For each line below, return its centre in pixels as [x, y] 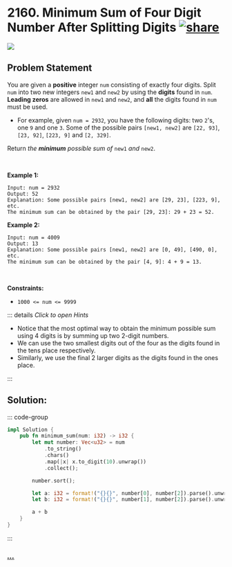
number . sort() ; [54, 480]
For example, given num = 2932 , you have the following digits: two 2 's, [116, 120]
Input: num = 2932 [33, 188]
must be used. [28, 107]
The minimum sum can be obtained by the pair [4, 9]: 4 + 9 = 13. [105, 262]
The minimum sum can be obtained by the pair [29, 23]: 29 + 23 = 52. [111, 212]
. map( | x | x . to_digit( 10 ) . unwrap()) [95, 462]
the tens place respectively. [56, 350]
